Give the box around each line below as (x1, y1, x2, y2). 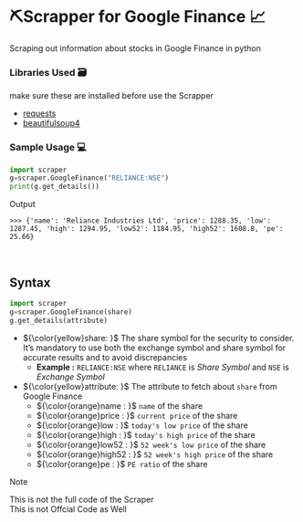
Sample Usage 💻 (9, 141, 87, 154)
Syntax (9, 275, 51, 290)
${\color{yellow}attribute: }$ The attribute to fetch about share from (22, 381, 277, 391)
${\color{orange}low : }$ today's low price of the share (36, 420, 248, 431)
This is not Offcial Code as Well (9, 503, 128, 515)
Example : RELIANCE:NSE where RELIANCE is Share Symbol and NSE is (36, 361, 289, 372)
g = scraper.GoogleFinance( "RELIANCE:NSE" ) (9, 173, 170, 183)
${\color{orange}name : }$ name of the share (36, 400, 204, 411)
